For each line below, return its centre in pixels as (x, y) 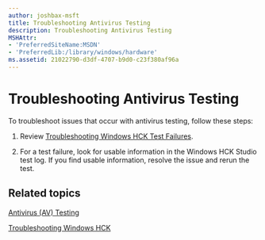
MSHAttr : (23, 38)
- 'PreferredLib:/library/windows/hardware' (83, 52)
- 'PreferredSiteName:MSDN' (55, 45)
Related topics (44, 194)
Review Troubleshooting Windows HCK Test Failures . (106, 136)
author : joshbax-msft (44, 15)
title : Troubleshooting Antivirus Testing (79, 23)
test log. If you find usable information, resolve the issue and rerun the (134, 160)
